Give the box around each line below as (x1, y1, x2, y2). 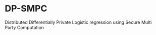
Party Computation (5, 24, 44, 30)
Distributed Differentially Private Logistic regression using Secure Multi (5, 19, 152, 25)
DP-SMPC (5, 3, 47, 14)
